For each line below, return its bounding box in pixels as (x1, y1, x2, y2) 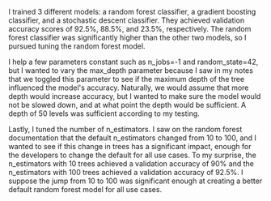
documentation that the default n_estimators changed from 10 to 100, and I (8, 133, 257, 143)
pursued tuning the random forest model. (8, 41, 146, 51)
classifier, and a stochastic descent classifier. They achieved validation (8, 15, 245, 25)
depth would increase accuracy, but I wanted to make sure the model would (8, 92, 261, 100)
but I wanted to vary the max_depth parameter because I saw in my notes (8, 66, 253, 75)
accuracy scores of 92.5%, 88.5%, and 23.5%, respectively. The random (8, 24, 252, 33)
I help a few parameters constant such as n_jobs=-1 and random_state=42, (8, 57, 259, 66)
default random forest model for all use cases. (8, 185, 163, 194)
